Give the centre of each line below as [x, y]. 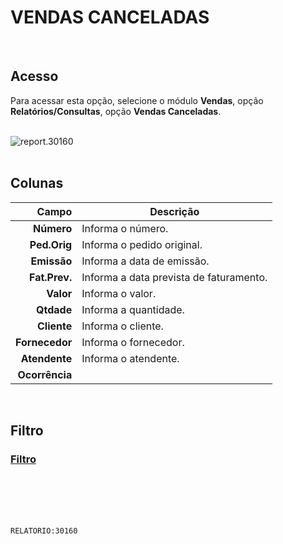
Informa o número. [125, 228]
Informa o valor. [119, 293]
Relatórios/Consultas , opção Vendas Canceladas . [116, 111]
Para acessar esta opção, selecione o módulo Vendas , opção [137, 100]
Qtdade [54, 309]
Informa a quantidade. [133, 309]
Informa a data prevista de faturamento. [174, 277]
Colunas [37, 183]
